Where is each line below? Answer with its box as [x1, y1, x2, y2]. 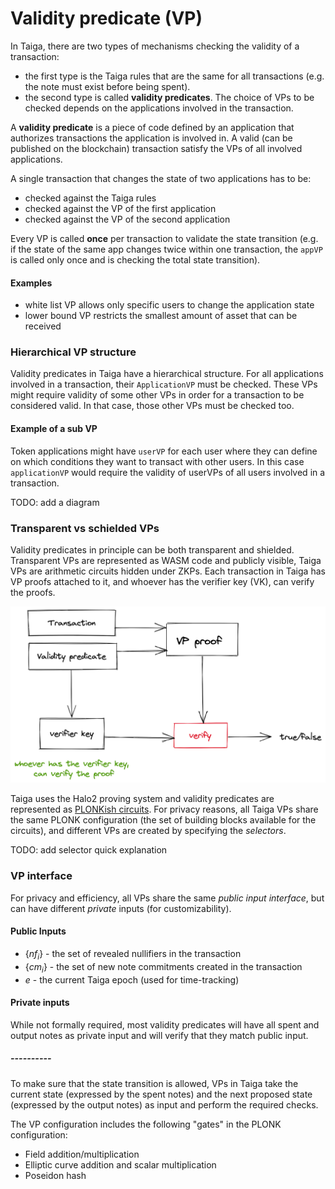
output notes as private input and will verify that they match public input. [10, 1029, 309, 1041]
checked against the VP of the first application [24, 202, 217, 214]
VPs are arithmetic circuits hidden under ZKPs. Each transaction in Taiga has [10, 565, 326, 577]
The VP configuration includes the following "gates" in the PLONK [10, 1118, 282, 1130]
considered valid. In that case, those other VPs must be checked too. [10, 400, 295, 412]
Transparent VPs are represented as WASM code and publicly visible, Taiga [10, 554, 322, 566]
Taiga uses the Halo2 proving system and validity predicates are [10, 793, 275, 805]
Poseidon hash [24, 1169, 87, 1181]
